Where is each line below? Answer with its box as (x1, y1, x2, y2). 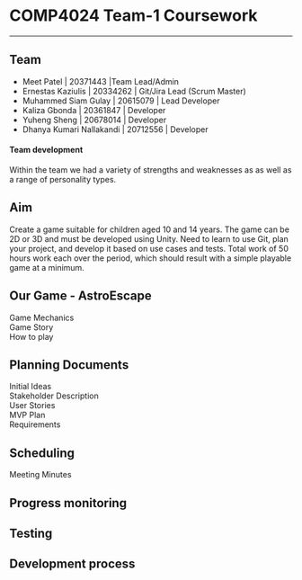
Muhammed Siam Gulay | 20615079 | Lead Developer (22, 95, 220, 106)
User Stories (9, 400, 56, 411)
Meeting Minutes (9, 469, 72, 480)
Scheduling (9, 445, 75, 460)
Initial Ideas (9, 381, 52, 392)
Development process (9, 557, 136, 572)
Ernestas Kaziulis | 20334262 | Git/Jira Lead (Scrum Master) (22, 85, 247, 96)
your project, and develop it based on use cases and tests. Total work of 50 (9, 243, 289, 254)
